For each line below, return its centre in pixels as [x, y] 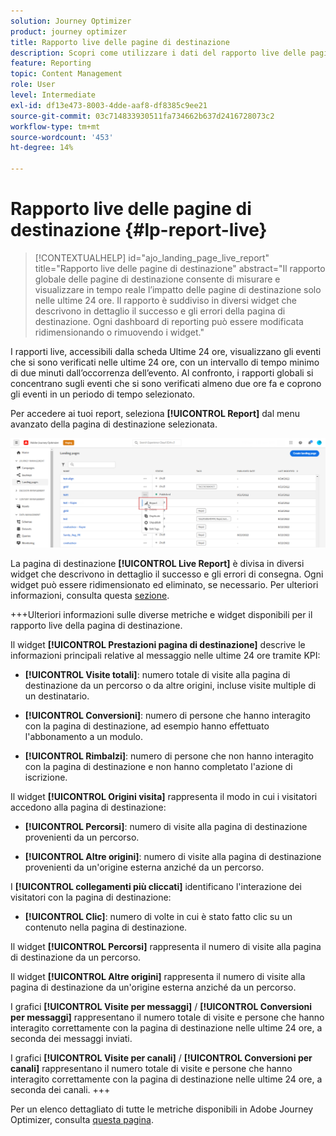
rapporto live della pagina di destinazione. [96, 625]
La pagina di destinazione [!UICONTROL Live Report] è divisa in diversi [157, 563]
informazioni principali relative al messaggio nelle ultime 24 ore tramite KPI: [165, 655]
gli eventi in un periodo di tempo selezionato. [103, 394]
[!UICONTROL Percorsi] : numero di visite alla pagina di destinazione [166, 826]
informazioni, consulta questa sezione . [90, 595]
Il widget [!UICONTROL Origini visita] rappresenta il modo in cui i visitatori [164, 796]
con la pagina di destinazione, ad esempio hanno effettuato [147, 726]
